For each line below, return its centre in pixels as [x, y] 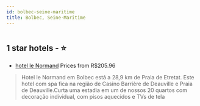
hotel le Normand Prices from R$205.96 [65, 66]
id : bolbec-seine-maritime [41, 12]
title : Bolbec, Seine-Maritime [46, 18]
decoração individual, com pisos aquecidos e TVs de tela [93, 97]
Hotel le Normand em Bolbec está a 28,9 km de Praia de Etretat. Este [108, 78]
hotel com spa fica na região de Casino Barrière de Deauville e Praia [107, 84]
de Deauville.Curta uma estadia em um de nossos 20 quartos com [104, 90]
